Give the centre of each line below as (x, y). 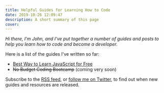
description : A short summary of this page (52, 19)
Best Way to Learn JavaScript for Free (52, 64)
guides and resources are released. (43, 85)
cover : (12, 24)
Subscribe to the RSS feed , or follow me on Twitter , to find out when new (81, 79)
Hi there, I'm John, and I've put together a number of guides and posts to (82, 39)
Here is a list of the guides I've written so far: (52, 54)
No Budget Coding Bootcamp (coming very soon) (64, 69)
